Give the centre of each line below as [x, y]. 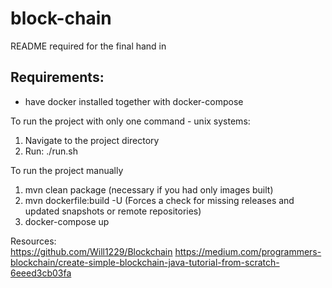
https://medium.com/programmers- [248, 251]
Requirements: [57, 77]
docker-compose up [67, 221]
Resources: [33, 241]
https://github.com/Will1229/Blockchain [91, 251]
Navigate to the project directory [92, 140]
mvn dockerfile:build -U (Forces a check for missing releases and [159, 200]
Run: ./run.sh [51, 151]
